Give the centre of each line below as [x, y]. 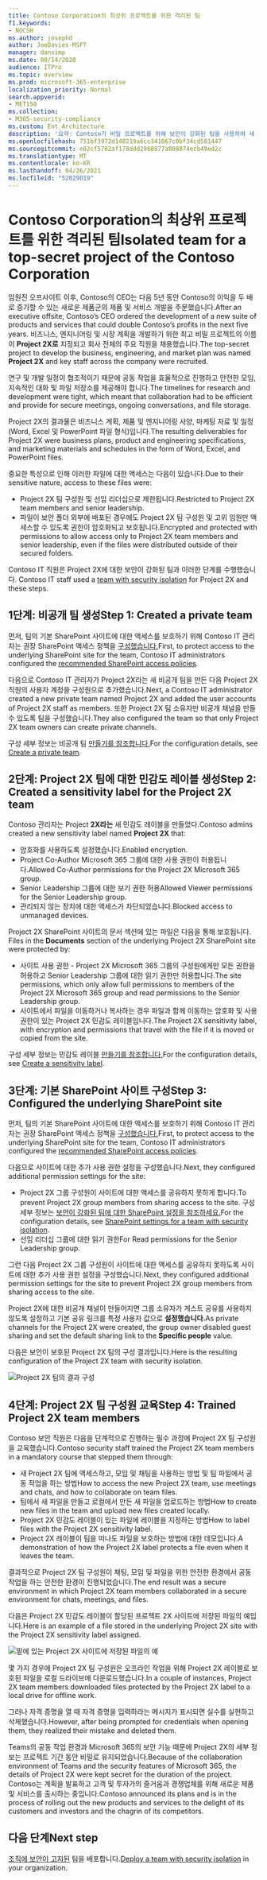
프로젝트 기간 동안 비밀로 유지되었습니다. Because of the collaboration [132, 1757]
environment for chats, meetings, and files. [78, 1599]
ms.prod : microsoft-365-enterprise [67, 82]
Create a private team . [45, 752]
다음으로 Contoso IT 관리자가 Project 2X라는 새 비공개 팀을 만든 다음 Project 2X [133, 680]
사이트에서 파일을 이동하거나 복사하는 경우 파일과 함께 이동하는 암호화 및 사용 [139, 1011]
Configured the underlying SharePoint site [115, 1103]
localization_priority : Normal [60, 89]
